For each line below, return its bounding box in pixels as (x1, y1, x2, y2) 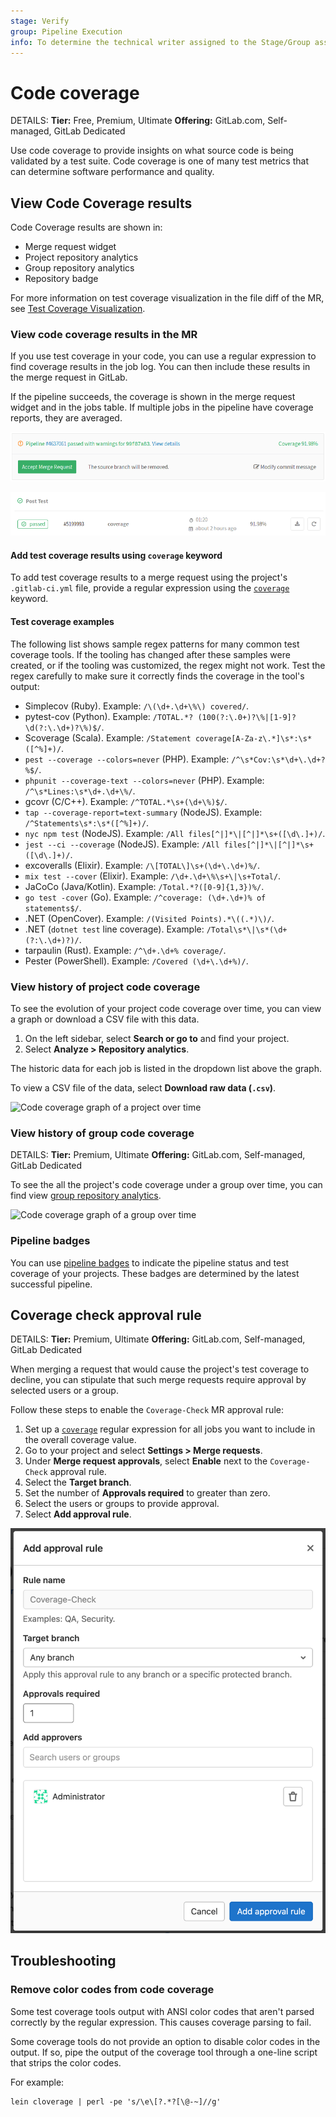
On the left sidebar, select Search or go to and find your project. (24, 1032, 290, 1044)
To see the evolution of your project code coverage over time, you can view (10, 1002, 322, 1014)
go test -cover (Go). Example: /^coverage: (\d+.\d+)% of (24, 891, 267, 903)
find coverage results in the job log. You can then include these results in (10, 361, 311, 373)
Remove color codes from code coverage (10, 1983, 215, 1997)
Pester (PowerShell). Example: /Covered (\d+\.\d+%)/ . (24, 955, 249, 967)
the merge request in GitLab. (10, 371, 128, 384)
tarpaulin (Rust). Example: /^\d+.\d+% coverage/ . (24, 944, 227, 956)
